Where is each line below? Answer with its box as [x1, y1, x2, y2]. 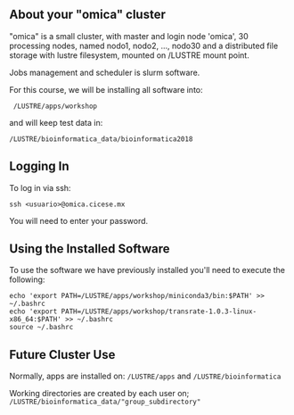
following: [9, 274, 45, 285]
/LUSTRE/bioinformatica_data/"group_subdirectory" [9, 397, 201, 407]
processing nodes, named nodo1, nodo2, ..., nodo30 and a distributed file [9, 40, 279, 51]
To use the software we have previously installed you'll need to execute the [9, 265, 286, 276]
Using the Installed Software [9, 241, 171, 257]
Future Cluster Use [9, 347, 116, 362]
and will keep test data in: [9, 117, 103, 128]
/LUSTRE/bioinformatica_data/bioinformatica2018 [9, 134, 193, 144]
